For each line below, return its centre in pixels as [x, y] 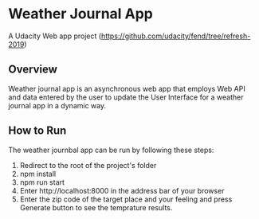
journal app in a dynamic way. [57, 105]
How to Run [37, 131]
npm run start [42, 182]
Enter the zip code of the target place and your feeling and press [126, 199]
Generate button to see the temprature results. [96, 207]
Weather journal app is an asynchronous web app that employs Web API [127, 88]
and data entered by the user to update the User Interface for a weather [126, 97]
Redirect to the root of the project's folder [88, 165]
